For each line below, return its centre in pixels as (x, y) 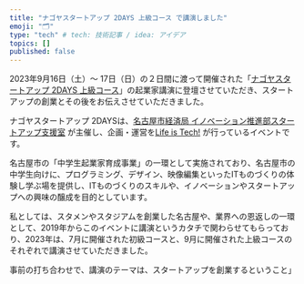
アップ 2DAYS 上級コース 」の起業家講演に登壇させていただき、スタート (159, 90)
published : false (42, 52)
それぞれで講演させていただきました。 (81, 250)
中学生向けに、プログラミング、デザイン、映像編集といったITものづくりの (148, 175)
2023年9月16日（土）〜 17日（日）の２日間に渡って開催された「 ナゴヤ (142, 79)
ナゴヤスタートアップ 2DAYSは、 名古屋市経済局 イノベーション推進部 (140, 121)
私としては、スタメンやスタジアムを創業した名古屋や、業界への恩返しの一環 (152, 217)
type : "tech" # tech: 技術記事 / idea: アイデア (98, 35)
